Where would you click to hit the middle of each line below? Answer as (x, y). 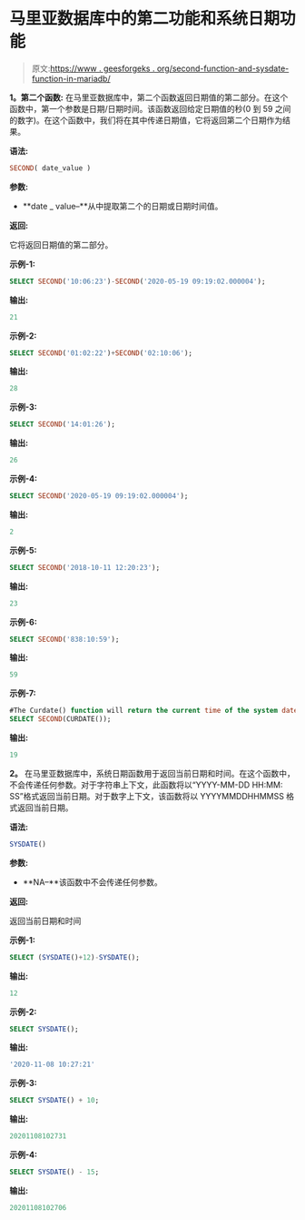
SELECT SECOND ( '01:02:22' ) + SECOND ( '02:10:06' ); (101, 353)
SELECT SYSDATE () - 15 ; (54, 1172)
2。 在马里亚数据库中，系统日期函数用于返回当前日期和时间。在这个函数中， (152, 773)
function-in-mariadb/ (71, 78)
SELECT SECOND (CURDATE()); (60, 719)
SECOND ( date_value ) (50, 168)
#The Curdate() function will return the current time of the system (144, 711)
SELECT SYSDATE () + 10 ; (54, 1101)
